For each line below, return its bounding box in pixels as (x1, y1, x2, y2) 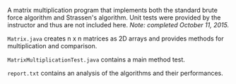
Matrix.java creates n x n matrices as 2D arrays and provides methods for (7, 34, 224, 43)
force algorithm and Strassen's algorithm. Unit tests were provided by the (7, 13, 221, 22)
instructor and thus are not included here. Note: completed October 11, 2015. (7, 21, 230, 29)
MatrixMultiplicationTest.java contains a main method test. (7, 55, 186, 64)
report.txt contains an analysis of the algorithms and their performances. (7, 69, 224, 77)
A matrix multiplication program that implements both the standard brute (7, 6, 218, 14)
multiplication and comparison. (7, 42, 98, 50)
